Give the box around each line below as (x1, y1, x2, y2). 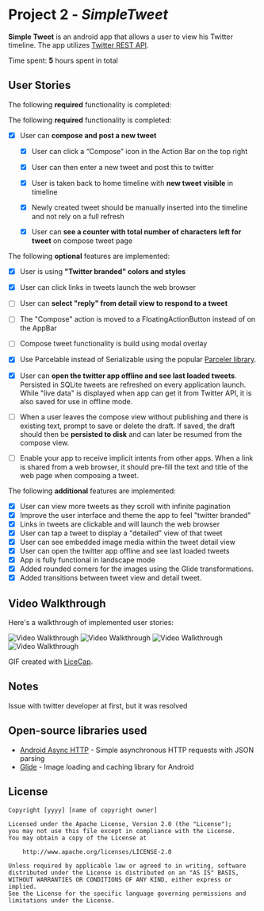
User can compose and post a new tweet (19, 130, 157, 140)
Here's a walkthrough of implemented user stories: (8, 618, 174, 627)
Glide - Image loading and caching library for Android (19, 762, 194, 771)
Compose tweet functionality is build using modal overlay (19, 339, 208, 349)
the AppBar (19, 323, 57, 333)
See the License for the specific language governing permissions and (8, 890, 247, 897)
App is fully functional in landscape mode (19, 555, 156, 565)
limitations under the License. (8, 896, 115, 905)
